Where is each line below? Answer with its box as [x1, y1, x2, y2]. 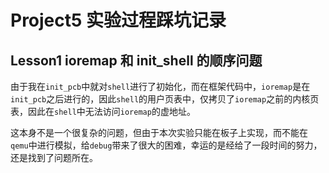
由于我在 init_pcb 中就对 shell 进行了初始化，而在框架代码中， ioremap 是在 [10, 81, 311, 92]
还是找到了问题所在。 [10, 152, 98, 163]
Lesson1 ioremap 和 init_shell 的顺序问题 [10, 52, 263, 69]
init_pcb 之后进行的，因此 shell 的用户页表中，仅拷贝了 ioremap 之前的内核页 [10, 93, 320, 105]
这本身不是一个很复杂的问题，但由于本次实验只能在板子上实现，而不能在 [10, 127, 308, 138]
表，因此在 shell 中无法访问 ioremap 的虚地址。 [10, 106, 196, 117]
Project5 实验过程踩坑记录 [10, 9, 227, 32]
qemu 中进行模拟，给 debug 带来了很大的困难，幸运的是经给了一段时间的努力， [10, 139, 323, 151]
